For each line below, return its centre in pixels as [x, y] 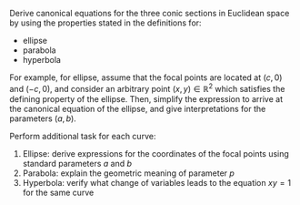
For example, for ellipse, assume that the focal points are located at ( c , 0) [146, 77]
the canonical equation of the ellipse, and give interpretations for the [138, 108]
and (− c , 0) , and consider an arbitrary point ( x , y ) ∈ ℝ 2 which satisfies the [147, 88]
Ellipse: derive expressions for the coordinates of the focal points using [155, 153]
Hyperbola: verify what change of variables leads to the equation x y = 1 [157, 182]
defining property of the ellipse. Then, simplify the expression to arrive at [146, 98]
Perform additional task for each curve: [83, 136]
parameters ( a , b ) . [43, 118]
